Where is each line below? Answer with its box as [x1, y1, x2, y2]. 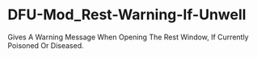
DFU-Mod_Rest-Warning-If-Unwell [7, 6, 246, 24]
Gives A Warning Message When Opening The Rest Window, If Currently [7, 32, 249, 42]
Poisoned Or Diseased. [7, 40, 84, 50]
